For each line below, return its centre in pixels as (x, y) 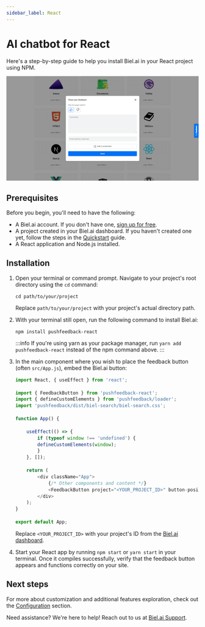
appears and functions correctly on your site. (72, 565)
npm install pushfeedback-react (56, 332)
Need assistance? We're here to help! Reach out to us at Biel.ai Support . (97, 617)
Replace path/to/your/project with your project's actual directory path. (105, 308)
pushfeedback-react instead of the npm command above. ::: (90, 350)
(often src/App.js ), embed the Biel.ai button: (71, 368)
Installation (28, 263)
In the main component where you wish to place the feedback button (102, 361)
